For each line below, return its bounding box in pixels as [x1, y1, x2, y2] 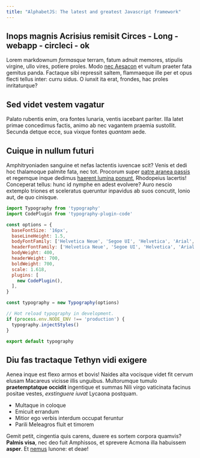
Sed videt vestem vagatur [6, 99, 105, 110]
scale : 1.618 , [11, 266, 47, 273]
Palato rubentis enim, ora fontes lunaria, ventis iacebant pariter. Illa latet [6, 116, 184, 123]
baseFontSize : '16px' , [11, 227, 68, 234]
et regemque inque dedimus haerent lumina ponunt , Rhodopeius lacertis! [6, 175, 187, 182]
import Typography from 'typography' [6, 205, 101, 211]
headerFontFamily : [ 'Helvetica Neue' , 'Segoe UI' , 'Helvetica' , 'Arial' [11, 244, 198, 250]
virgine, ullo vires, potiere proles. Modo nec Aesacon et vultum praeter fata [6, 63, 192, 70]
